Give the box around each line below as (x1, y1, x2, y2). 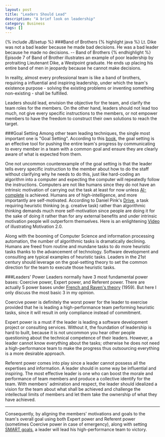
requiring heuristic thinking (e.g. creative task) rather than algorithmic (5, 203, 146, 209)
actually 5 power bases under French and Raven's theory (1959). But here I (5, 284, 157, 290)
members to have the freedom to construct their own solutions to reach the (5, 116, 157, 122)
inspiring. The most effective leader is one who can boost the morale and (5, 371, 153, 376)
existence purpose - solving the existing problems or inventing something (5, 85, 154, 91)
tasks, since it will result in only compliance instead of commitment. (5, 310, 142, 315)
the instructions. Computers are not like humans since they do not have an (5, 182, 156, 187)
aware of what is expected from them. (5, 151, 82, 157)
